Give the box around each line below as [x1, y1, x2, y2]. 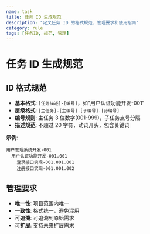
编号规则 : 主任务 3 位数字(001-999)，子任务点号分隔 [14, 114, 141, 121]
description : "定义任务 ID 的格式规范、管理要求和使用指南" [6, 19, 139, 25]
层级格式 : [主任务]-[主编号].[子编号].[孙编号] [14, 107, 120, 114]
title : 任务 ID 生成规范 [6, 14, 62, 20]
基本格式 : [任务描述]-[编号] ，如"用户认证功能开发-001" [14, 99, 145, 106]
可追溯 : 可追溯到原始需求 [14, 214, 74, 221]
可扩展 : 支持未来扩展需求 [14, 222, 74, 229]
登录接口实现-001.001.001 [16, 159, 74, 165]
